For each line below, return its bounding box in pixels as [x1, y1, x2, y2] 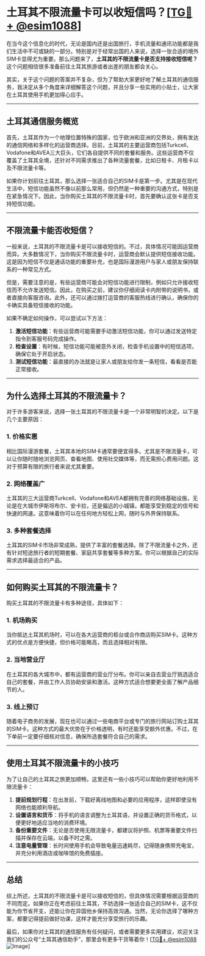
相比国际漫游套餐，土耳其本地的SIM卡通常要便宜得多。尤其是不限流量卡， [6, 447, 193, 455]
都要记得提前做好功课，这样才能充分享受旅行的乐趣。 [16, 915, 151, 922]
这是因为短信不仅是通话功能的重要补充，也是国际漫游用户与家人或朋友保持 [6, 257, 193, 265]
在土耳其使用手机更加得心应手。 [6, 91, 87, 98]
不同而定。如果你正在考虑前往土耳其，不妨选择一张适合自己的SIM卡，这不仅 [6, 899, 198, 907]
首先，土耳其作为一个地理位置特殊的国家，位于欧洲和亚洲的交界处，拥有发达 [6, 134, 199, 141]
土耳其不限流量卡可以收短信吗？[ [6, 5, 171, 20]
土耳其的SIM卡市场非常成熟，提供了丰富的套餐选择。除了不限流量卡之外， [6, 541, 193, 549]
